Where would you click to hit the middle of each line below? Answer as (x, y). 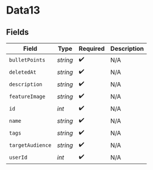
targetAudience (30, 145)
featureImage (27, 96)
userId (18, 157)
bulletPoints (27, 60)
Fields (18, 32)
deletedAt (23, 72)
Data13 (23, 10)
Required (92, 49)
